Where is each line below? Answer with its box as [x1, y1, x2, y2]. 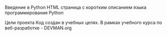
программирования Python [5, 10, 64, 16]
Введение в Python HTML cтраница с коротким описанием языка [5, 5, 147, 10]
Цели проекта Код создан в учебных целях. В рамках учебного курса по [5, 20, 162, 25]
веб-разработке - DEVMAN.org [5, 25, 72, 31]
